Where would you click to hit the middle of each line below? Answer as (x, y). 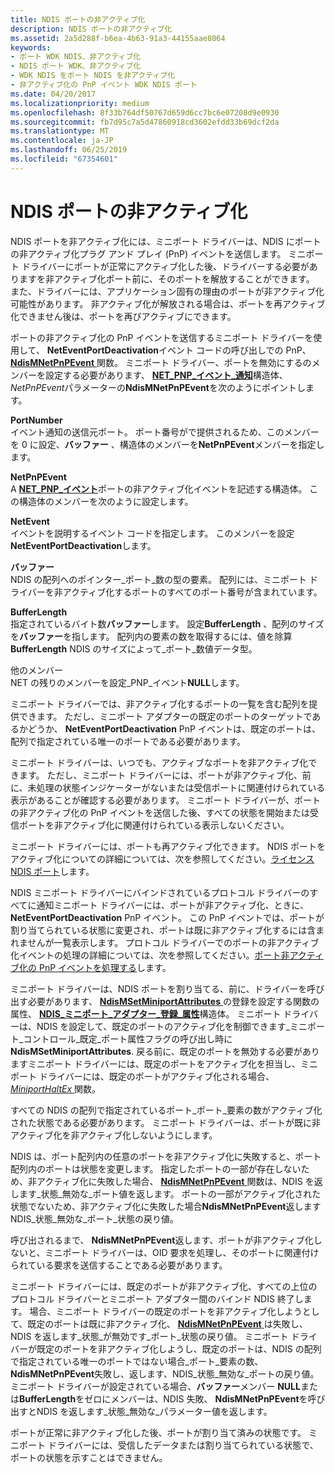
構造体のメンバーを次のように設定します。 (106, 501)
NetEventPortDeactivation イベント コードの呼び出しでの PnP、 (179, 350)
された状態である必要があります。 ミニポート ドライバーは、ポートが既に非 (166, 1122)
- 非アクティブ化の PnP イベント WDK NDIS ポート (104, 85)
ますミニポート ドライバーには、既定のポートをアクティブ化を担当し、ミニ (164, 1063)
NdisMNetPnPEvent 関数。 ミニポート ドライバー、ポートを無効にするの (161, 362)
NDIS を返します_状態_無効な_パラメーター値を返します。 (154, 1411)
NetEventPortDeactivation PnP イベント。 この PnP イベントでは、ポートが (167, 917)
